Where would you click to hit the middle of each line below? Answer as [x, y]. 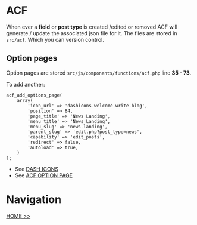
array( [25, 100]
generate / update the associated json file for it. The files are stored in [92, 33]
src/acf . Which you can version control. [55, 39]
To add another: [26, 84]
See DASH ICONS [36, 169]
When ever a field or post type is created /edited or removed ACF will [92, 27]
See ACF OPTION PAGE [44, 175]
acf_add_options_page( [34, 95]
